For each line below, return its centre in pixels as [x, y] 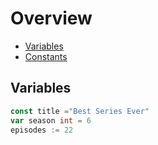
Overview [51, 18]
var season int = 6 [51, 120]
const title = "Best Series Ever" [80, 111]
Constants [46, 56]
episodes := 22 [42, 130]
